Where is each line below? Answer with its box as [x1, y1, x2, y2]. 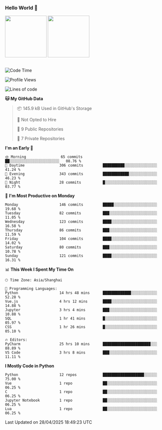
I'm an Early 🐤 [5, 145, 33, 151]
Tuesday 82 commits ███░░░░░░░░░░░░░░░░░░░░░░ [5, 211, 158, 216]
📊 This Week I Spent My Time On [5, 266, 74, 272]
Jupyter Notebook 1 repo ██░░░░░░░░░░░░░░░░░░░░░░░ [5, 398, 158, 403]
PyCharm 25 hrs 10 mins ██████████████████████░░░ [5, 342, 158, 347]
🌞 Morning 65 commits [5, 154, 83, 160]
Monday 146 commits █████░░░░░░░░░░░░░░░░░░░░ [5, 202, 158, 207]
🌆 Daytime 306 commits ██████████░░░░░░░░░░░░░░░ [5, 163, 158, 168]
